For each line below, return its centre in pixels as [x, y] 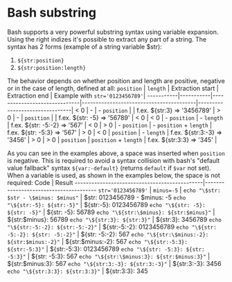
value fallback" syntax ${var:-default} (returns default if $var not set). [109, 168]
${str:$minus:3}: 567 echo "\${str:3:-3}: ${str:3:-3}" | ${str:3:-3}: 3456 [114, 263]
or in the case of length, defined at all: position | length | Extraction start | [113, 88]
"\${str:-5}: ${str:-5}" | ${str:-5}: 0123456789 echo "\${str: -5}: [106, 204]
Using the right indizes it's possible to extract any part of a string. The [107, 39]
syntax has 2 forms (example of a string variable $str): [85, 46]
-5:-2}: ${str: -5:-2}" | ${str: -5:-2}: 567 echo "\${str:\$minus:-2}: [108, 234]
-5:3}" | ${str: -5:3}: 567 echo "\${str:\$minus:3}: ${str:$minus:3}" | [108, 256]
